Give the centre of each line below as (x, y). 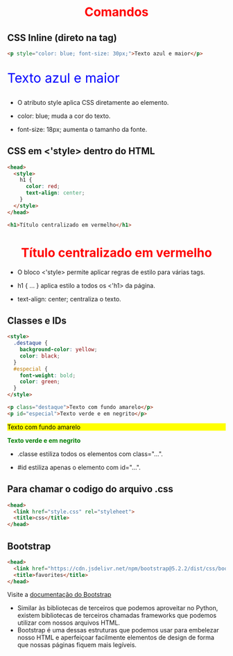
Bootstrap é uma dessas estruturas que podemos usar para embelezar (118, 630)
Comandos (116, 12)
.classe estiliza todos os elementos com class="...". (90, 454)
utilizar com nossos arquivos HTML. (68, 623)
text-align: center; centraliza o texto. (69, 298)
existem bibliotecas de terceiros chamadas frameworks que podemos (117, 616)
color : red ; (43, 187)
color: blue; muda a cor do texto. (64, 116)
